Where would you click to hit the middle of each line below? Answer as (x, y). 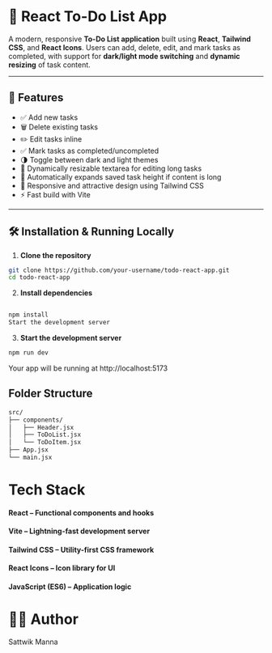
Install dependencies (56, 293)
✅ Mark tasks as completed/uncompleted (89, 151)
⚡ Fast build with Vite (55, 194)
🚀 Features (36, 98)
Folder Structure (51, 394)
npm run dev (28, 353)
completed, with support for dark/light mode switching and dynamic (124, 56)
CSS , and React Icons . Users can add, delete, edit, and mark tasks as (125, 47)
